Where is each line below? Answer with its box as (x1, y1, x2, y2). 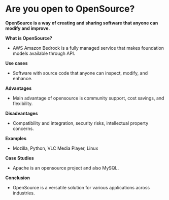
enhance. (12, 75, 32, 81)
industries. (12, 190, 35, 196)
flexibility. (12, 100, 33, 107)
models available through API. (12, 50, 75, 56)
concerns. (12, 125, 34, 131)
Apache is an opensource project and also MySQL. (12, 164, 119, 171)
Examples (5, 135, 27, 141)
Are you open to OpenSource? (5, 3, 135, 15)
